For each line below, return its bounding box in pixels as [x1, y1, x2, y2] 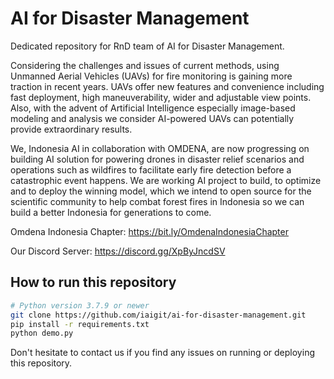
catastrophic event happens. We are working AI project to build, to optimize [10, 174, 322, 186]
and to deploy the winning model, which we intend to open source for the [10, 185, 312, 197]
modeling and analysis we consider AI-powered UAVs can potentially [10, 112, 295, 124]
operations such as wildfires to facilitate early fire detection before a [10, 163, 292, 176]
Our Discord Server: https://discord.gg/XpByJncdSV [10, 245, 226, 257]
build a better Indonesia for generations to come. [10, 206, 212, 218]
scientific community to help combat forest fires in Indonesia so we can [10, 195, 305, 207]
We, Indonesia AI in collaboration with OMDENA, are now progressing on [10, 142, 310, 154]
